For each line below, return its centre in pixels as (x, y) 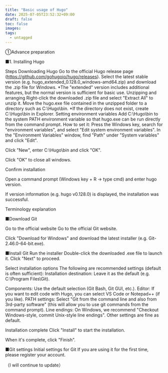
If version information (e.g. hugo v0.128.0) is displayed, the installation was (82, 194)
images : (13, 28)
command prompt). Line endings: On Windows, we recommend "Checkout (82, 309)
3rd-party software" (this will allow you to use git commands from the (77, 304)
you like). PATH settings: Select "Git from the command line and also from (81, 299)
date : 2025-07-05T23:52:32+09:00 (40, 14)
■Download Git (21, 218)
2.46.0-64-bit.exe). (25, 243)
